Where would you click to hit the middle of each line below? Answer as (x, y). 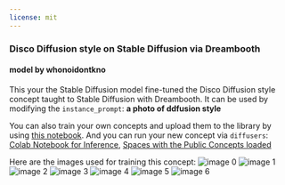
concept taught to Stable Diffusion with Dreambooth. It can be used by (139, 99)
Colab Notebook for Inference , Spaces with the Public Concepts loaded (140, 144)
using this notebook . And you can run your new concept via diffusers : (139, 135)
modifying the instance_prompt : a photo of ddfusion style (115, 109)
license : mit (33, 17)
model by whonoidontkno (57, 70)
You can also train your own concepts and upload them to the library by (140, 125)
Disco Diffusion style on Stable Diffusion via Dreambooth (135, 48)
